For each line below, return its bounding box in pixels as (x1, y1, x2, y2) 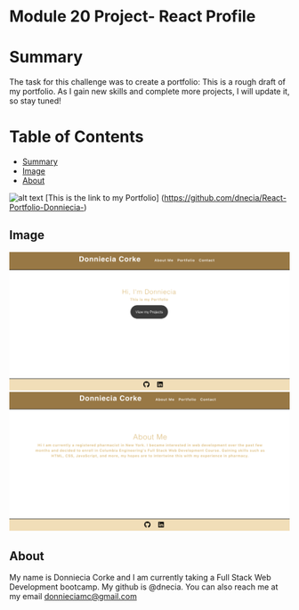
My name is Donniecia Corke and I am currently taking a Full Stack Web (9, 573, 271, 583)
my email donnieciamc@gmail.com (9, 591, 138, 602)
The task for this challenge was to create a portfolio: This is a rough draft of (9, 77, 287, 87)
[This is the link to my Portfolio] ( (44, 193, 165, 203)
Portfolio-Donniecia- (9, 202, 85, 213)
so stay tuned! (9, 95, 62, 106)
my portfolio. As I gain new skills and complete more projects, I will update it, (9, 87, 290, 97)
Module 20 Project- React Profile (9, 6, 256, 27)
